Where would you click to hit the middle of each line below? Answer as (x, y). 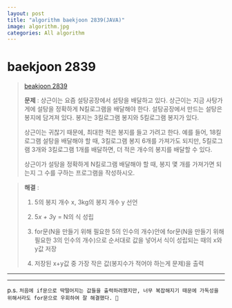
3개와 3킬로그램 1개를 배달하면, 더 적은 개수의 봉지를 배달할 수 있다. (122, 150)
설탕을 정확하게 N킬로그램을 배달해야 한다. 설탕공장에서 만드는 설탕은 (130, 109)
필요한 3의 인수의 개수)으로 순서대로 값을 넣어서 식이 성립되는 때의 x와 (128, 240)
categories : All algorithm (46, 33)
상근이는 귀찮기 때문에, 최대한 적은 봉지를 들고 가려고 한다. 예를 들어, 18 (120, 133)
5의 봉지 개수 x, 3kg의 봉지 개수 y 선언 (86, 202)
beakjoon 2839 (46, 86)
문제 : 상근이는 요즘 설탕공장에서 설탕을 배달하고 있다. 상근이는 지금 (114, 100)
